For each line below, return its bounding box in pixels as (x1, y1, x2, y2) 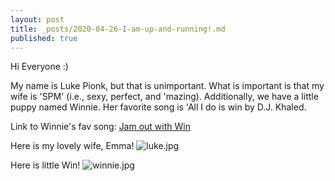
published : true (10, 33, 78, 43)
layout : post (10, 14, 65, 25)
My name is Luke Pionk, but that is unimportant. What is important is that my (10, 80, 325, 92)
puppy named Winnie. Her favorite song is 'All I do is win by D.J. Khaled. (10, 101, 307, 113)
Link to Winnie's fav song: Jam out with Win (10, 121, 191, 133)
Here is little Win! (10, 159, 81, 171)
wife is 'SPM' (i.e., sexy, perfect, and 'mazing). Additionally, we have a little (10, 91, 319, 103)
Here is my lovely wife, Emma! (10, 140, 135, 152)
